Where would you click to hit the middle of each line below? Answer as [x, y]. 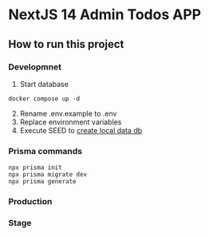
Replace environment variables [71, 122]
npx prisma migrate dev [48, 175]
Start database [44, 84]
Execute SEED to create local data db [81, 130]
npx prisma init [35, 168]
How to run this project [66, 44]
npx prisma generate [43, 182]
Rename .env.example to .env [68, 113]
